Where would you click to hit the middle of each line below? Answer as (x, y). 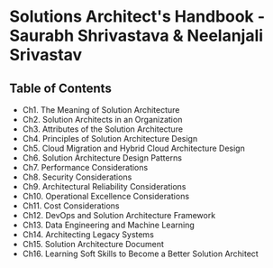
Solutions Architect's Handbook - (137, 17)
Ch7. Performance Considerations (85, 167)
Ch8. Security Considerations (77, 177)
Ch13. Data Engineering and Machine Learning (109, 225)
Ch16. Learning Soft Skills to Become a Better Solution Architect (140, 254)
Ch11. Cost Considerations (71, 206)
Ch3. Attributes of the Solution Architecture (102, 129)
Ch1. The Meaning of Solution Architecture (101, 110)
